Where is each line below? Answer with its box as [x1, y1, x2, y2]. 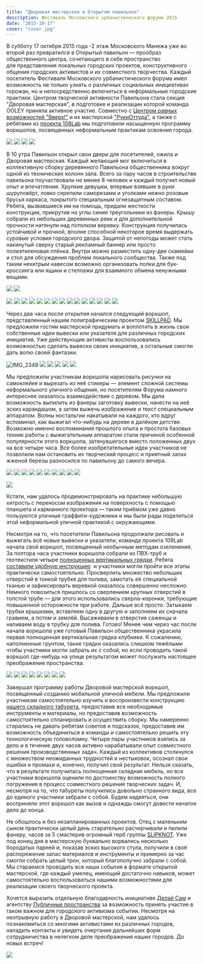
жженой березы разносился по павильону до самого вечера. [6, 457, 167, 465]
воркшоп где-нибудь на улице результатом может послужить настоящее [6, 653, 197, 660]
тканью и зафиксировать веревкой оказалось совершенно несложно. [6, 582, 188, 589]
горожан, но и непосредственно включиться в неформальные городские [6, 87, 197, 95]
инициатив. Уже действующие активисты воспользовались [6, 336, 161, 343]
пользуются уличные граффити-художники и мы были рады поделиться [6, 512, 194, 519]
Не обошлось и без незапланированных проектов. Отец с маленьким [6, 818, 187, 826]
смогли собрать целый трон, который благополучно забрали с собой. [6, 857, 188, 864]
